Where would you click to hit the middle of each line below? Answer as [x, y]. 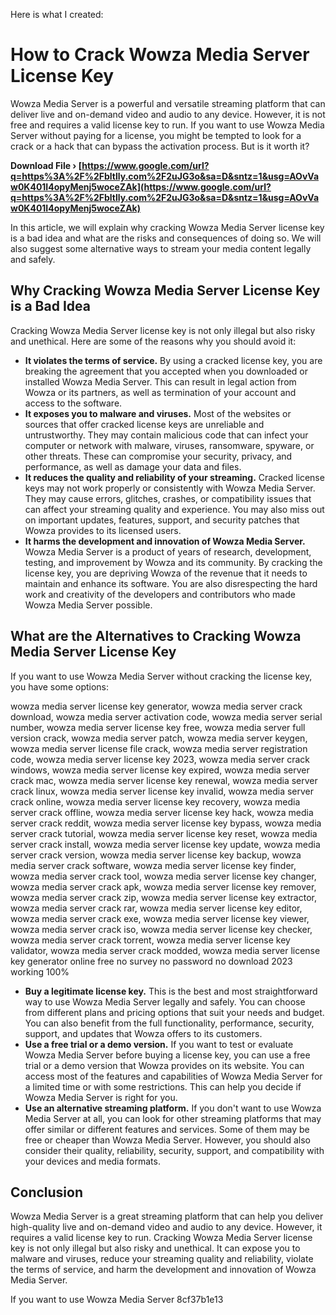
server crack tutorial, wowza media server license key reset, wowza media [164, 833]
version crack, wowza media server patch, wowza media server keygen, [159, 738]
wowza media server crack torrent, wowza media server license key [150, 940]
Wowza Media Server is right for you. [101, 1097]
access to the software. [73, 403]
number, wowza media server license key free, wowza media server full [158, 727]
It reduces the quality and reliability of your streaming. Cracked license [174, 477]
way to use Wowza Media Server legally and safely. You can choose [165, 1001]
